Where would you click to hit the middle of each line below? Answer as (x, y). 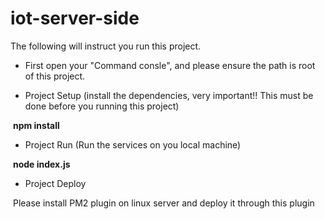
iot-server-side (75, 18)
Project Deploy (55, 183)
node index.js (41, 164)
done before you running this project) (102, 106)
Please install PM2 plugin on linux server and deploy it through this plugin (163, 203)
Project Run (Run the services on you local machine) (133, 144)
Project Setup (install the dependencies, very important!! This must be (169, 95)
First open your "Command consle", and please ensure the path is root (170, 65)
